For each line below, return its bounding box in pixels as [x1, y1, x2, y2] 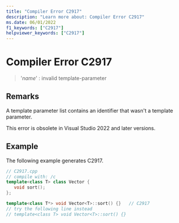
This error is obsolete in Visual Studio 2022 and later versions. [6, 124, 156, 131]
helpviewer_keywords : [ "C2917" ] [6, 30, 85, 36]
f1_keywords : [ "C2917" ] [6, 25, 64, 31]
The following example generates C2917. [6, 157, 104, 164]
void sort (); [13, 184, 45, 190]
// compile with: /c [6, 173, 57, 180]
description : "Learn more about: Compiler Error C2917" [6, 14, 145, 20]
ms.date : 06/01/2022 [6, 19, 57, 25]
